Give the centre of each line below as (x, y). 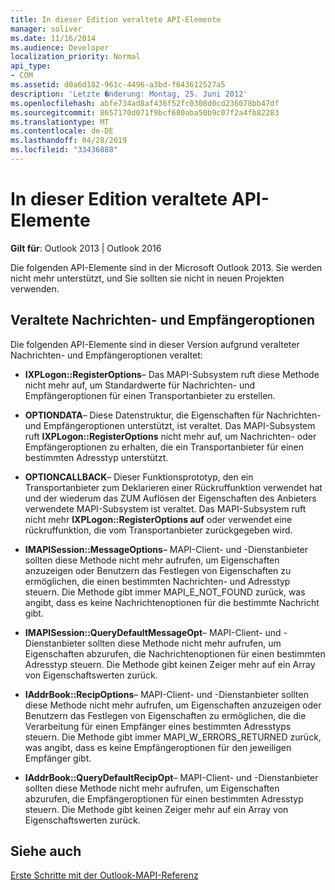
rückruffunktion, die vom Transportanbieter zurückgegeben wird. (158, 530)
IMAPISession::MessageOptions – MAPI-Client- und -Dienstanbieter (166, 549)
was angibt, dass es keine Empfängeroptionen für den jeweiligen (158, 747)
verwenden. (35, 288)
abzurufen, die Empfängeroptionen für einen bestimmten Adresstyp (164, 798)
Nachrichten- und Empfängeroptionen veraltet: (106, 355)
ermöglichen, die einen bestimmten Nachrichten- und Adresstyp (157, 581)
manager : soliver (46, 29)
